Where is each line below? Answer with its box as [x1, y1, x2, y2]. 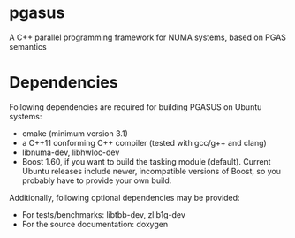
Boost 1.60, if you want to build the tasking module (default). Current [21, 156, 271, 166]
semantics [9, 41, 47, 51]
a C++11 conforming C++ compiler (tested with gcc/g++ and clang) [21, 137, 267, 148]
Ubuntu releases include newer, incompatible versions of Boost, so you [21, 165, 281, 176]
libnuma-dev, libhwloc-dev [21, 147, 120, 157]
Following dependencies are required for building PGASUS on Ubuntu [9, 101, 262, 112]
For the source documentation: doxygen [21, 219, 169, 229]
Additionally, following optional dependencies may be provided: [9, 192, 240, 203]
